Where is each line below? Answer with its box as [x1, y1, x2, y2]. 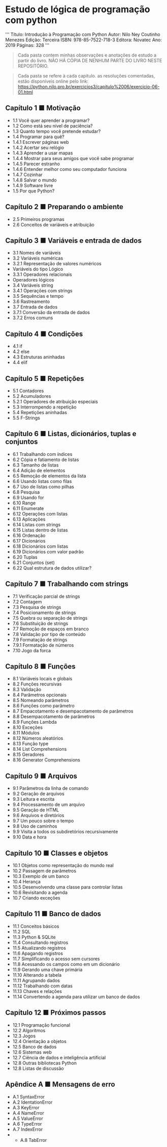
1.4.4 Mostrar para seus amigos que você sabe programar [12, 155, 135, 161]
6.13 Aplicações [12, 516, 46, 522]
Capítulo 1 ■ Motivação [5, 104, 81, 113]
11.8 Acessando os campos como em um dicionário [12, 961, 120, 967]
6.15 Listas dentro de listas [12, 527, 68, 533]
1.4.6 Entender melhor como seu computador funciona [12, 166, 127, 172]
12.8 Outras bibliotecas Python [12, 1060, 77, 1066]
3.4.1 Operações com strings [12, 288, 73, 294]
